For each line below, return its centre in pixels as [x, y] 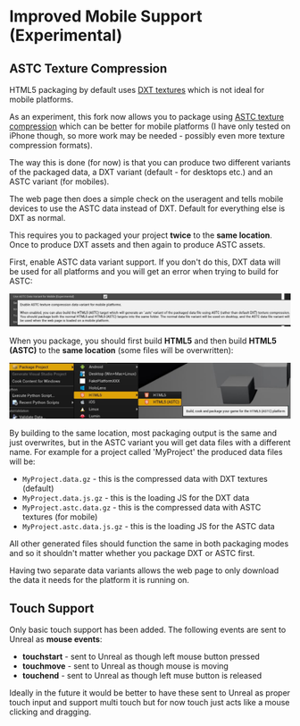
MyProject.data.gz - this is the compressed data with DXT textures [145, 479]
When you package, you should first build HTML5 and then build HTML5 [143, 341]
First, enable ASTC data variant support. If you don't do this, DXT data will [145, 262]
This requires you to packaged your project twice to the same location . [141, 235]
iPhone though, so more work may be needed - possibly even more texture [147, 135]
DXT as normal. [37, 218]
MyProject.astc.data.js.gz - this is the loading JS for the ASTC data [148, 527]
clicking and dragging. [50, 712]
